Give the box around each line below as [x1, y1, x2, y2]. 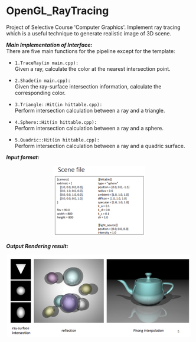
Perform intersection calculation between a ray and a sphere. [14, 124, 164, 131]
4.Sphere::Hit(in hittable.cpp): [14, 119, 97, 125]
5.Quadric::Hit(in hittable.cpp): [14, 137, 100, 143]
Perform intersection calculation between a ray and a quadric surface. [14, 142, 185, 149]
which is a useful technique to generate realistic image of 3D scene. [6, 29, 172, 37]
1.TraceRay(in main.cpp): [14, 60, 79, 66]
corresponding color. [14, 89, 66, 96]
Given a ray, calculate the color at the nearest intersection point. [14, 65, 171, 72]
